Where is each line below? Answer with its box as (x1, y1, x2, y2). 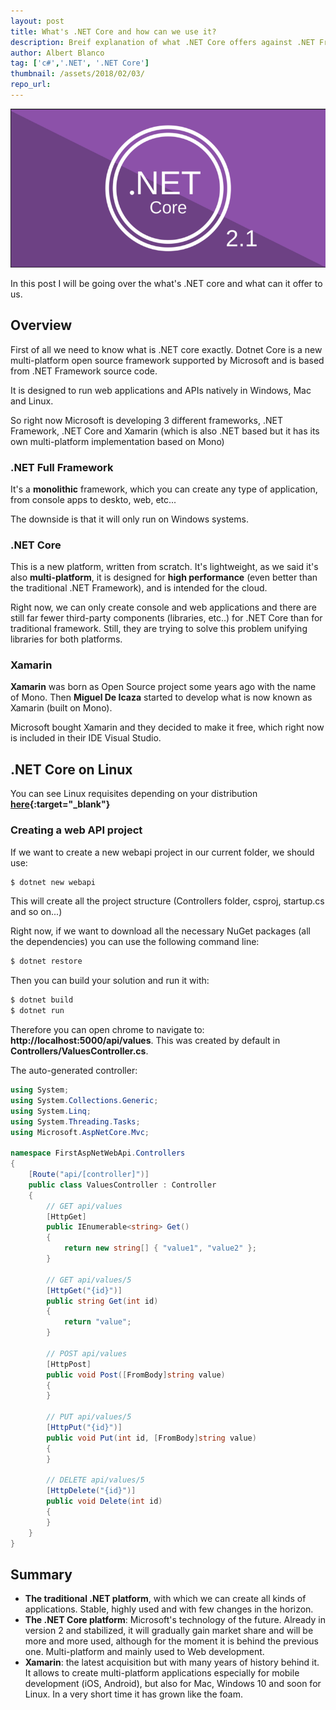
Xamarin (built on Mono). (10, 702, 113, 714)
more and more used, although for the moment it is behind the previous (24, 1635, 319, 1647)
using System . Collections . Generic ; (10, 1095, 159, 1105)
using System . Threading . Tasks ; (10, 1116, 141, 1127)
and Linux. (10, 395, 54, 407)
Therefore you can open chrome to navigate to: (10, 1024, 205, 1036)
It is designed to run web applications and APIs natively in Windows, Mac (10, 384, 312, 396)
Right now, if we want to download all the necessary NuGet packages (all (10, 925, 311, 937)
